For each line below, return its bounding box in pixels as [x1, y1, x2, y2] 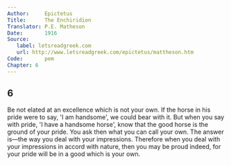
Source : [7, 36, 30, 43]
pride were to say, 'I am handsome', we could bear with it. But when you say [7, 113, 225, 121]
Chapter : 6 [7, 62, 39, 69]
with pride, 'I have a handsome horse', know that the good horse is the [7, 121, 209, 129]
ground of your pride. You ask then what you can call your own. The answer [7, 128, 224, 136]
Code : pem [7, 55, 54, 62]
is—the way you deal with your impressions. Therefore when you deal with [7, 135, 221, 144]
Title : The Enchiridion [7, 17, 92, 24]
